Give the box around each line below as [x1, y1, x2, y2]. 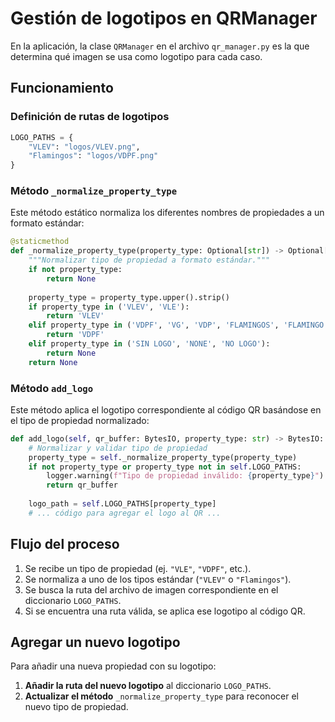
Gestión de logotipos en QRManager [10, 7, 318, 30]
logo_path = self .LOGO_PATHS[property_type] [28, 499, 217, 509]
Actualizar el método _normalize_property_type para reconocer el [24, 690, 299, 702]
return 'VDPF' [46, 330, 105, 340]
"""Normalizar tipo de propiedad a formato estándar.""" [28, 255, 271, 266]
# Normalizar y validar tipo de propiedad [28, 443, 208, 453]
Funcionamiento [10, 80, 114, 97]
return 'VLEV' [46, 311, 105, 321]
